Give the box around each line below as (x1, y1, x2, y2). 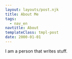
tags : (5, 16, 16, 21)
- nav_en (9, 21, 28, 26)
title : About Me (5, 12, 39, 17)
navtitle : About (5, 26, 39, 30)
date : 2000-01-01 (5, 35, 41, 40)
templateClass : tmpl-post (5, 30, 59, 35)
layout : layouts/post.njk (5, 7, 59, 12)
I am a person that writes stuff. (5, 48, 68, 54)
